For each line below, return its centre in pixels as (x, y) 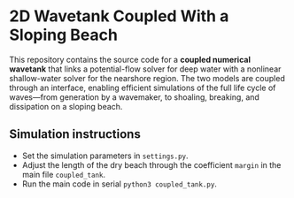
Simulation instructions (75, 134)
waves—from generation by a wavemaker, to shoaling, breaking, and (134, 97)
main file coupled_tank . (64, 174)
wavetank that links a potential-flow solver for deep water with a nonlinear (145, 69)
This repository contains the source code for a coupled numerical (130, 59)
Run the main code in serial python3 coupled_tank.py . (119, 184)
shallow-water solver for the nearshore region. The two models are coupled (147, 78)
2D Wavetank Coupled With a (119, 16)
